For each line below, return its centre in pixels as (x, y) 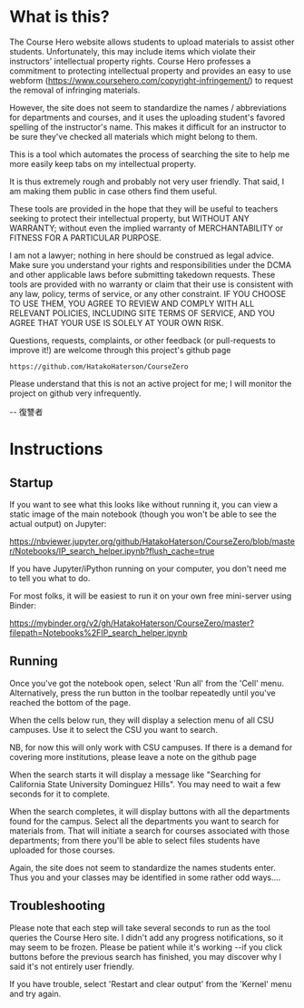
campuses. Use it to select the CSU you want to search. (113, 729)
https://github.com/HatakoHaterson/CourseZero (99, 366)
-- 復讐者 (26, 411)
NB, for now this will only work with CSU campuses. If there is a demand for (151, 747)
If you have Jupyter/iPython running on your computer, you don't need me (148, 568)
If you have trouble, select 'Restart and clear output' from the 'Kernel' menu (151, 983)
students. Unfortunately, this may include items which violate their (133, 51)
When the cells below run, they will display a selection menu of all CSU (142, 720)
